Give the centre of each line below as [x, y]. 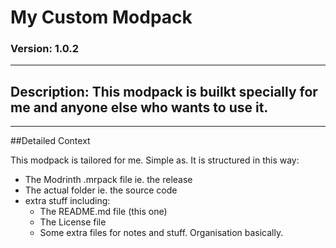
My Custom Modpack [101, 17]
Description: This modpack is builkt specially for [164, 91]
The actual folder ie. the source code [101, 190]
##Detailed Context [50, 141]
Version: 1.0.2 [45, 49]
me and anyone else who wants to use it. [139, 107]
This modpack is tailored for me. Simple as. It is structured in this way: [155, 160]
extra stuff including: [67, 201]
